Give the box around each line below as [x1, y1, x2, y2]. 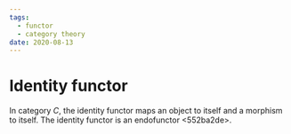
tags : [9, 12, 29, 22]
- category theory [17, 29, 86, 38]
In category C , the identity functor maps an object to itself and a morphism [9, 106, 283, 116]
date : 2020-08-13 [9, 37, 74, 47]
